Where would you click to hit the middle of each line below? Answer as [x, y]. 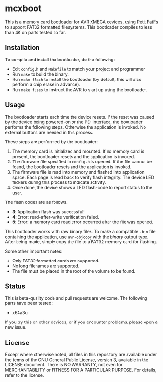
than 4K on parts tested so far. [36, 32]
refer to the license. [25, 375]
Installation [22, 48]
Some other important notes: [34, 251]
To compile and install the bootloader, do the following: [60, 60]
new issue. [16, 327]
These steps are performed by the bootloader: [52, 141]
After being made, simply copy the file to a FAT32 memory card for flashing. [81, 241]
